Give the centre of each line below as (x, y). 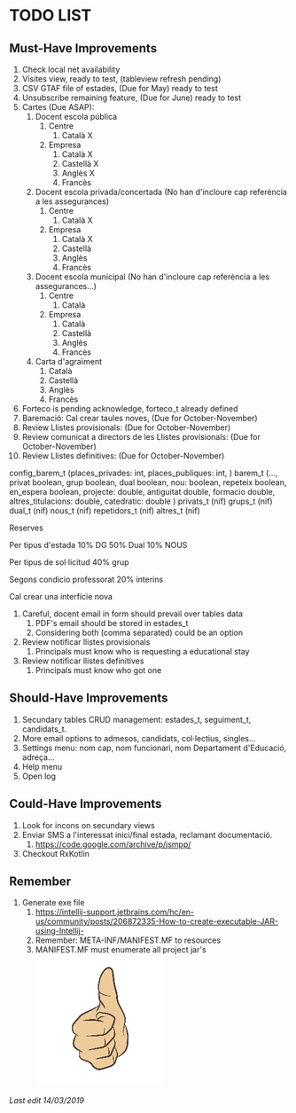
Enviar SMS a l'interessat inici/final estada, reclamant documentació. (147, 835)
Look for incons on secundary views (88, 825)
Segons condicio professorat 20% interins (86, 579)
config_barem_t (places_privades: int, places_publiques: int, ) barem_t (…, (144, 473)
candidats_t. (44, 729)
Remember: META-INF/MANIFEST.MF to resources (128, 940)
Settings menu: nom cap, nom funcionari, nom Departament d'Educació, (154, 748)
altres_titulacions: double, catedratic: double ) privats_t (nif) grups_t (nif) (141, 501)
